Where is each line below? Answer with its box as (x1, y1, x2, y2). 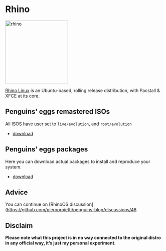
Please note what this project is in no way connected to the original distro (5, 235, 161, 241)
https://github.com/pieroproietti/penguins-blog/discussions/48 (7, 207, 137, 213)
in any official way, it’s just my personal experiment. (5, 240, 116, 246)
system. (5, 163, 22, 170)
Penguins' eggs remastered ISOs (5, 107, 110, 116)
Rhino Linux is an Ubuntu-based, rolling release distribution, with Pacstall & (5, 87, 160, 94)
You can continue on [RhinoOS (5, 201, 69, 207)
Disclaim (5, 221, 33, 230)
